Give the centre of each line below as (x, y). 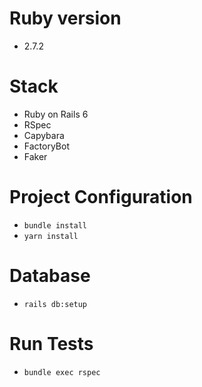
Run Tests (51, 343)
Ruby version (65, 18)
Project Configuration (101, 197)
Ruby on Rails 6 (56, 114)
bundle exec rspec (62, 372)
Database (50, 276)
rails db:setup (55, 304)
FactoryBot (46, 146)
